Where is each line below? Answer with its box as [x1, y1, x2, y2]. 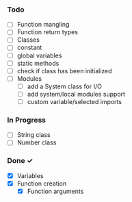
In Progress [7, 115, 47, 125]
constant [16, 43, 42, 52]
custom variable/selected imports [27, 97, 122, 105]
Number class [16, 138, 57, 147]
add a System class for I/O [27, 82, 103, 90]
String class [16, 131, 51, 139]
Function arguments [27, 187, 84, 195]
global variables [16, 51, 62, 60]
